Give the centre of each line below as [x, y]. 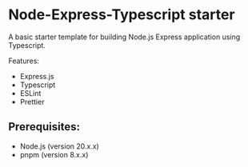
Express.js [37, 76]
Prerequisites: [44, 127]
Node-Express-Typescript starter [122, 15]
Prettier [32, 101]
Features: [24, 61]
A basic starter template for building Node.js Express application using [124, 37]
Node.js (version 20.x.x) [60, 146]
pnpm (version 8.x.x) [54, 154]
